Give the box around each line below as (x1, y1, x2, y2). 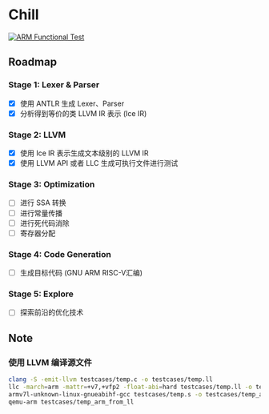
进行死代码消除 (19, 218, 70, 227)
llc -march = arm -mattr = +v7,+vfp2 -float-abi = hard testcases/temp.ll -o (8, 383, 252, 391)
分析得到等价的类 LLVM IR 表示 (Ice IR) (19, 108, 147, 118)
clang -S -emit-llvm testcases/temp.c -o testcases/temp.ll (8, 376, 214, 384)
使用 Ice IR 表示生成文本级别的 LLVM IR (19, 148, 150, 158)
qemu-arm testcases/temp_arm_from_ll (8, 398, 134, 406)
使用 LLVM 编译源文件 (8, 356, 92, 368)
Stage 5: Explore (8, 288, 74, 299)
